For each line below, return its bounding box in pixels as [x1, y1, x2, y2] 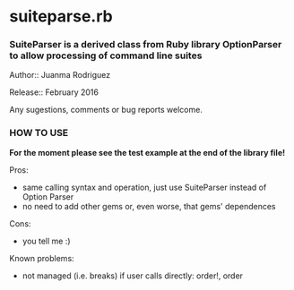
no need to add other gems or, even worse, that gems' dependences [22, 200, 276, 211]
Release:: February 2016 [9, 87, 99, 98]
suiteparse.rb [9, 6, 114, 27]
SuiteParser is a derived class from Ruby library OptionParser [9, 38, 282, 51]
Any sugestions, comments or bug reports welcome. [9, 105, 203, 115]
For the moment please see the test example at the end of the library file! [9, 147, 285, 158]
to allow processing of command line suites [9, 49, 203, 62]
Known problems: [9, 252, 74, 263]
